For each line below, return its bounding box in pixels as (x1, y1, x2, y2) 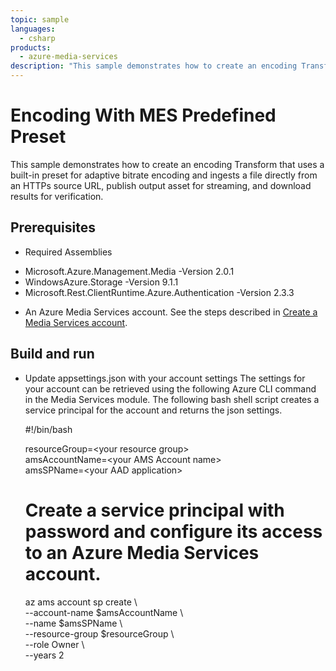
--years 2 (24, 649, 65, 661)
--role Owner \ (24, 638, 85, 650)
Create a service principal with (24, 499, 285, 521)
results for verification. (10, 190, 104, 202)
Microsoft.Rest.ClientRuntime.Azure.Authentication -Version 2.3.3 (24, 286, 295, 298)
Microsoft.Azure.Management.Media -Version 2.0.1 (24, 265, 235, 277)
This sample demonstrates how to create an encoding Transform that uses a (10, 158, 325, 170)
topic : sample (10, 14, 70, 25)
